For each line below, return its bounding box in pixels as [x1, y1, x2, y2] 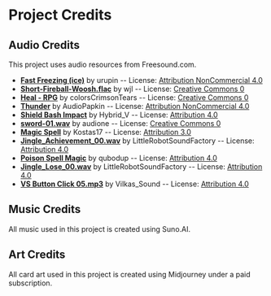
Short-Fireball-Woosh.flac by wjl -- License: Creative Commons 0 [20, 84, 245, 94]
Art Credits [8, 248, 66, 262]
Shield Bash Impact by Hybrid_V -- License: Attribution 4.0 [20, 110, 218, 120]
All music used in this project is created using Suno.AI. [8, 224, 191, 233]
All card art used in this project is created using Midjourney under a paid [8, 269, 251, 279]
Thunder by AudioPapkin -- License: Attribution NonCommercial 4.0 [20, 102, 250, 111]
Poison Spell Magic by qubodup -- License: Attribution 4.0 [20, 153, 218, 163]
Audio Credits [8, 38, 80, 52]
